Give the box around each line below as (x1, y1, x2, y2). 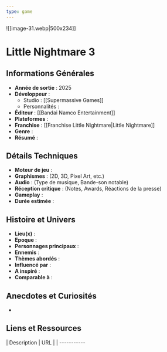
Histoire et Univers (6, 215, 76, 225)
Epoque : (14, 236, 37, 243)
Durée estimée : (14, 198, 54, 205)
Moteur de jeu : (14, 167, 53, 174)
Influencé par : (14, 262, 52, 269)
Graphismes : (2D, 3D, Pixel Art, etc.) (14, 172, 104, 180)
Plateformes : (14, 115, 49, 122)
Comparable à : (14, 274, 53, 281)
